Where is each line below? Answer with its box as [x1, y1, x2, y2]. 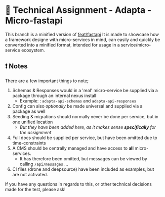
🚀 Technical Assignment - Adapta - [5, 4, 152, 16]
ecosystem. [21, 47, 45, 53]
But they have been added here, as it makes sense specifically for [19, 124, 156, 130]
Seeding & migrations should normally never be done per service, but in [12, 113, 159, 119]
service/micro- [121, 42, 151, 48]
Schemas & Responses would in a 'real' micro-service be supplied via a [12, 87, 158, 93]
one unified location [12, 119, 53, 125]
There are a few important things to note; [5, 78, 89, 84]
